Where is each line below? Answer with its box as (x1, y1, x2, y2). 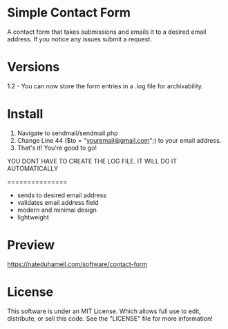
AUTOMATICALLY (7, 164, 59, 172)
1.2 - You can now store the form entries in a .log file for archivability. (7, 81, 204, 90)
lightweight (17, 212, 50, 221)
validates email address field (17, 198, 99, 206)
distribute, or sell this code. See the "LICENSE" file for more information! (7, 314, 213, 322)
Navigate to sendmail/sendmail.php (17, 129, 119, 137)
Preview (7, 237, 55, 252)
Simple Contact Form (7, 5, 131, 21)
